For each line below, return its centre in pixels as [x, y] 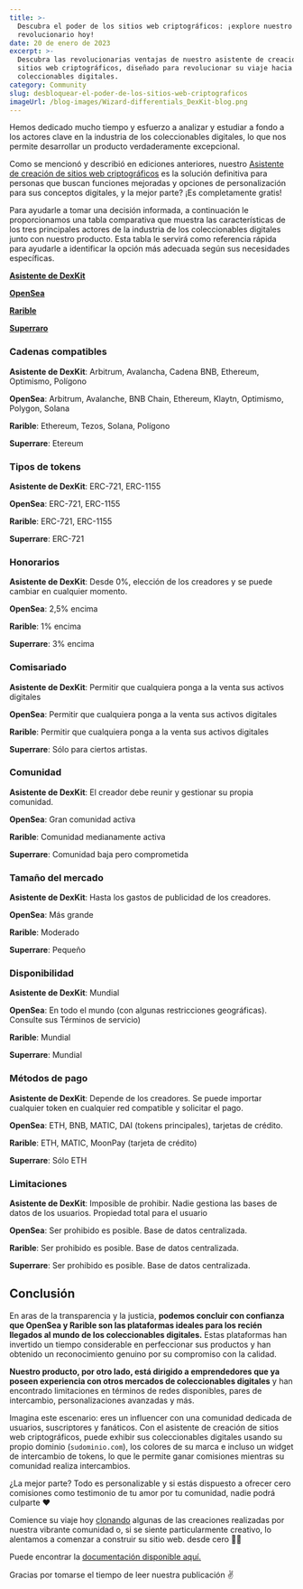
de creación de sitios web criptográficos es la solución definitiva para [138, 173]
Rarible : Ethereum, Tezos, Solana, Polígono [90, 425]
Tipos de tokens [45, 466]
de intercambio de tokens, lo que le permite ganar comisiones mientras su [147, 1456]
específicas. [32, 258]
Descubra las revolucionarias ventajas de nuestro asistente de [141, 60]
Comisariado [38, 668]
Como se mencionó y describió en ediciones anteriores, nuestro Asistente [147, 164]
